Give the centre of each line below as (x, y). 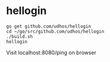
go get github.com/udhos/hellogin (49, 26)
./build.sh (20, 36)
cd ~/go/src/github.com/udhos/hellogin (55, 31)
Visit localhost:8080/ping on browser (51, 52)
